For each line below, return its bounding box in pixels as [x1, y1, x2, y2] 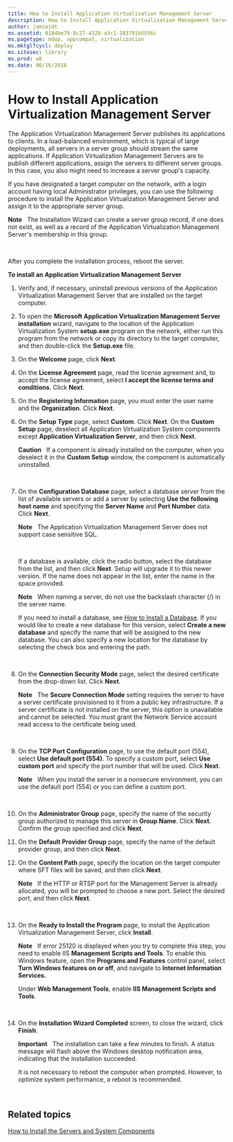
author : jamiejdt [8, 23, 58, 30]
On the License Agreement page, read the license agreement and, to [17, 368, 216, 377]
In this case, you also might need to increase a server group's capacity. [8, 166, 212, 174]
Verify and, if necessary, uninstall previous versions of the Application [17, 284, 217, 292]
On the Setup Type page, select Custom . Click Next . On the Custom [17, 417, 215, 425]
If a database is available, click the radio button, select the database [17, 556, 212, 565]
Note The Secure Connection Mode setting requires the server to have [17, 690, 225, 699]
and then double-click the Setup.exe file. [17, 341, 136, 350]
